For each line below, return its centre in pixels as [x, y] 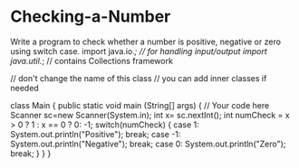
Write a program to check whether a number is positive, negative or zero [146, 42]
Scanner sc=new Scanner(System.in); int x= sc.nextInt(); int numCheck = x [150, 115]
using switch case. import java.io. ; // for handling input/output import [139, 51]
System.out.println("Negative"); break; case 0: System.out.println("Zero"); [148, 144]
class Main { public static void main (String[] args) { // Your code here [140, 105]
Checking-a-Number [91, 17]
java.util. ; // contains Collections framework [92, 61]
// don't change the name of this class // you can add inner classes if [139, 78]
